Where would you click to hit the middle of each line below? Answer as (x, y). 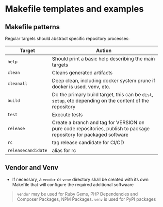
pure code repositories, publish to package (101, 129)
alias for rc (64, 150)
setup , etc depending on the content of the (100, 101)
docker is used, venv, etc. (81, 87)
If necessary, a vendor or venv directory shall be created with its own (80, 179)
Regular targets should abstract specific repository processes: (67, 38)
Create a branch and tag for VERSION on (98, 122)
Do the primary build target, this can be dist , (103, 95)
